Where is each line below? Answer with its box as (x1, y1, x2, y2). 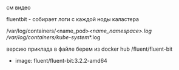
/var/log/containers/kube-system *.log (6, 34, 101, 40)
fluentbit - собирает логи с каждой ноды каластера (6, 16, 140, 22)
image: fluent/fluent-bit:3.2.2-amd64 (15, 57, 107, 64)
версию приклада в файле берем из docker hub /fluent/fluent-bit (6, 45, 173, 52)
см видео (6, 4, 31, 11)
